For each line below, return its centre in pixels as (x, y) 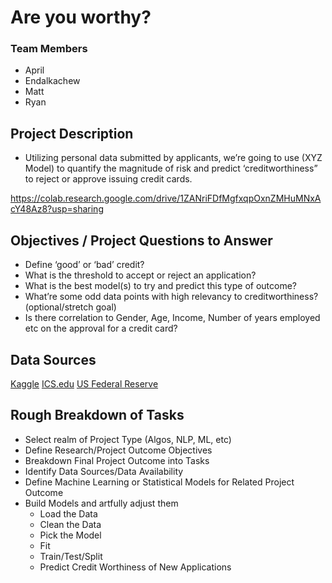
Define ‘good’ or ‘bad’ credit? (84, 265)
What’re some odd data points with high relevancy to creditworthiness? (171, 297)
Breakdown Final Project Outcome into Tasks (117, 460)
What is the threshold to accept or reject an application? (140, 275)
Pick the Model (70, 535)
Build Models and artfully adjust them (101, 503)
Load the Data (68, 513)
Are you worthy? (81, 17)
